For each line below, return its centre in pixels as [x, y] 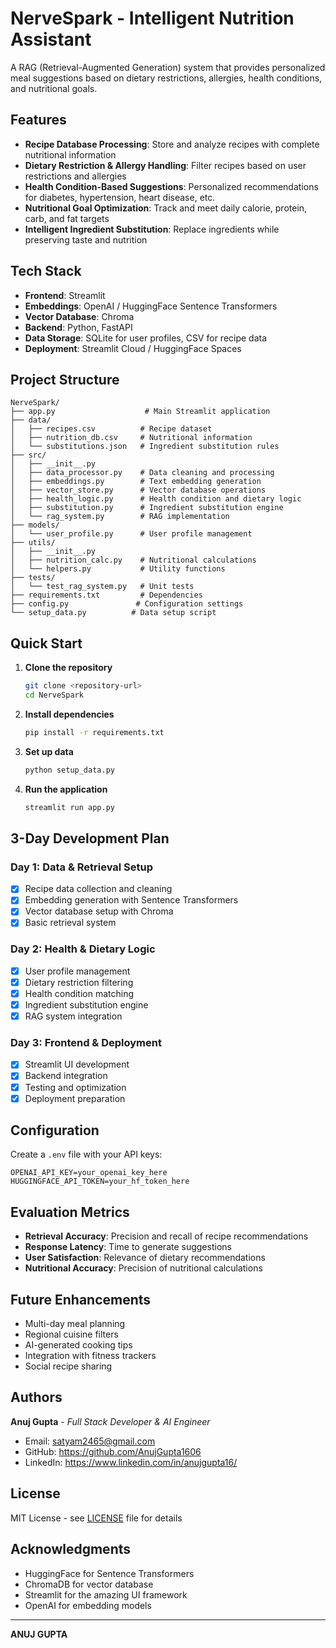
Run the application [66, 789]
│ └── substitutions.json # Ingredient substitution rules [145, 447]
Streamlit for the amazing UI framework [106, 1594]
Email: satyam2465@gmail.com [90, 1441]
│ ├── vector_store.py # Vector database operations [138, 490]
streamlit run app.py [69, 807]
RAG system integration [73, 1016]
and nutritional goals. [54, 88]
